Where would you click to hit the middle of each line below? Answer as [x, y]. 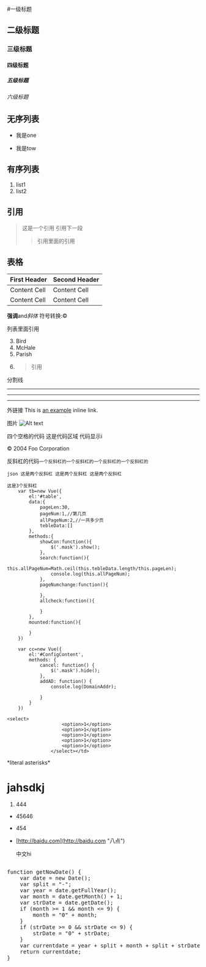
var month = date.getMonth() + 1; [72, 897]
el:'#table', [46, 497]
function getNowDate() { [44, 872]
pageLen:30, [55, 507]
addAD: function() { [66, 682]
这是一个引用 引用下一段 [52, 228]
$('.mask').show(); [75, 547]
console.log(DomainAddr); [83, 687]
